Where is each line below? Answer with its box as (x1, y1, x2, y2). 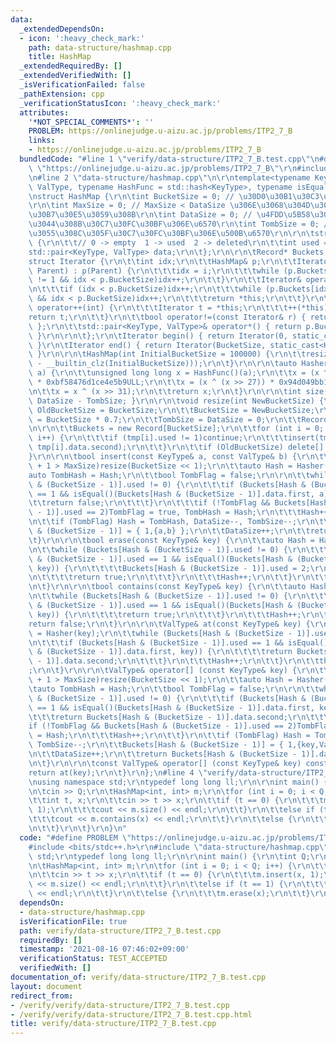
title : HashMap (28, 52, 92, 62)
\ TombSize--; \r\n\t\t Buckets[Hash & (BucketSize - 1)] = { (28, 740, 284, 750)
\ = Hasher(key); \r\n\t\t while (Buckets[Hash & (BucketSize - (28, 628, 293, 638)
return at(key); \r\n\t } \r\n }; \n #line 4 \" (28, 767, 208, 778)
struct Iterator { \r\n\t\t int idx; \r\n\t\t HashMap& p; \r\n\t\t (28, 256, 298, 266)
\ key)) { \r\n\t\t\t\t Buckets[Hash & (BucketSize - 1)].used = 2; (28, 563, 311, 573)
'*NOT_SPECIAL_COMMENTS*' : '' (28, 117, 155, 127)
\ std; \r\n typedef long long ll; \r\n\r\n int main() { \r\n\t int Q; (28, 851, 311, 861)
